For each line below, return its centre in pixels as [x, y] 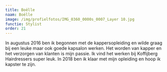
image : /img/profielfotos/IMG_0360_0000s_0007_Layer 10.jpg [70, 19]
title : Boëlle [20, 10]
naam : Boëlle [19, 15]
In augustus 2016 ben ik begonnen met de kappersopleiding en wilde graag [84, 43]
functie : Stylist [24, 24]
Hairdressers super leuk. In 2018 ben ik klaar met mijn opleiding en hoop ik [83, 59]
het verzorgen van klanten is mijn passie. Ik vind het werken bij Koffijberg [81, 54]
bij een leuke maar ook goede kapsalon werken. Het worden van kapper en [83, 48]
